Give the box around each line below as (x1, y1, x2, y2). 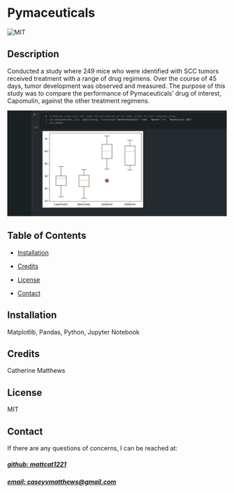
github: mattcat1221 (7, 459, 67, 469)
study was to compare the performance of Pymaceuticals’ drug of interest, (7, 89, 221, 97)
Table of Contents (7, 230, 87, 242)
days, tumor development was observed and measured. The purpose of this (7, 82, 226, 90)
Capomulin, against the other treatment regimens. (7, 96, 150, 105)
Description (7, 48, 59, 60)
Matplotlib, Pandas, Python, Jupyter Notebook (7, 328, 140, 336)
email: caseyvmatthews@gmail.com (7, 477, 117, 486)
